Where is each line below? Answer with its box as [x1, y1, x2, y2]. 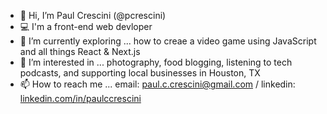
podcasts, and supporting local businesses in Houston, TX [19, 67, 261, 79]
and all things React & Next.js [19, 46, 141, 57]
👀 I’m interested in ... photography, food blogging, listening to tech [19, 56, 293, 68]
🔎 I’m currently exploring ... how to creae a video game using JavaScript [19, 35, 317, 47]
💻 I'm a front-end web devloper [19, 21, 153, 32]
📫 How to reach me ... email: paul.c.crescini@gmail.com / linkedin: [19, 78, 296, 90]
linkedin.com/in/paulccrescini [19, 93, 142, 104]
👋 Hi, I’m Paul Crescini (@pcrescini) [19, 10, 167, 21]
